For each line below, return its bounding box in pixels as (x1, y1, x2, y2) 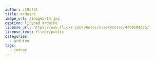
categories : (5, 34, 29, 39)
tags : (5, 43, 16, 48)
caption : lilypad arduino (5, 20, 58, 26)
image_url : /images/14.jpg (5, 16, 60, 21)
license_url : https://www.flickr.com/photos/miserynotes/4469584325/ (5, 25, 150, 30)
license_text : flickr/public (5, 30, 64, 34)
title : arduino (5, 12, 36, 16)
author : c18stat (5, 7, 38, 12)
